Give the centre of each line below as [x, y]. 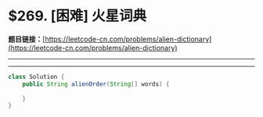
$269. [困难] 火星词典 [77, 16]
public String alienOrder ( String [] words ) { [96, 84]
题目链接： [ [27, 39]
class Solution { [36, 76]
